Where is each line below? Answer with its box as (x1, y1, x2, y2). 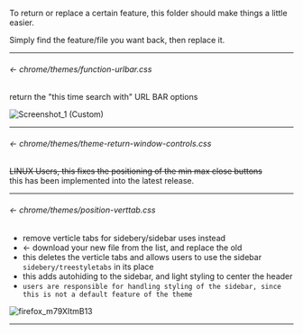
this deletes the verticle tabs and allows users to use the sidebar (22, 251, 262, 262)
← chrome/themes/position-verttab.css (9, 204, 156, 215)
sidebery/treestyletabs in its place (22, 261, 154, 272)
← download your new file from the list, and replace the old (22, 242, 243, 253)
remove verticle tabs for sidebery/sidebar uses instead (22, 232, 226, 243)
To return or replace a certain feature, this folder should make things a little (9, 8, 288, 18)
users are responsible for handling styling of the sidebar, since (22, 282, 281, 291)
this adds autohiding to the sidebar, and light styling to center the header (22, 270, 293, 282)
